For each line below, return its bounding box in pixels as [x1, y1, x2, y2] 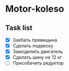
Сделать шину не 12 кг [12, 54, 62, 60]
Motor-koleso [5, 3, 64, 15]
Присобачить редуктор [12, 60, 64, 66]
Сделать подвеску [12, 43, 54, 49]
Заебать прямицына [12, 37, 57, 43]
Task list [5, 23, 33, 32]
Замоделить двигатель [12, 49, 63, 55]
